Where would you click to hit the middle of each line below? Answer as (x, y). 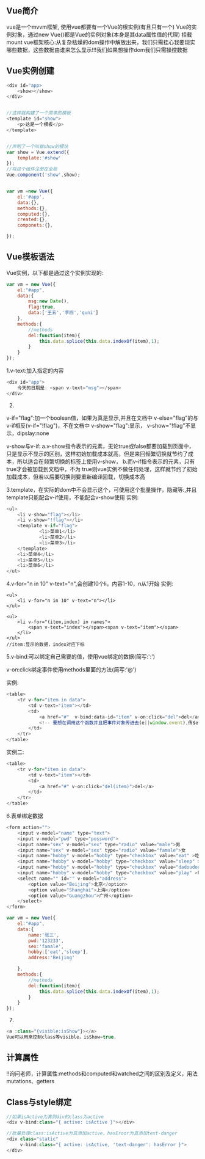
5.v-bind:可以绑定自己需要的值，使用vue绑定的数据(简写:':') (81, 657)
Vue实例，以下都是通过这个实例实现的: (55, 272)
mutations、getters (31, 1081)
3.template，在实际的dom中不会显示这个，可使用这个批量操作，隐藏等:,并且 (102, 489)
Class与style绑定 (39, 1102)
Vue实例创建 (31, 71)
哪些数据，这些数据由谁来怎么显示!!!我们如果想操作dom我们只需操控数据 (97, 49)
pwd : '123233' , (46, 941)
